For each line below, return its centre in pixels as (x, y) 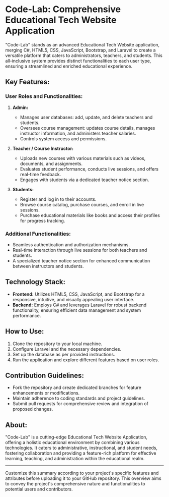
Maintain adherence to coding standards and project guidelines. (79, 398)
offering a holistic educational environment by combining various (72, 443)
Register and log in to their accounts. (58, 199)
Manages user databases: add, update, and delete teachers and (86, 117)
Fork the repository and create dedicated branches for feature (77, 388)
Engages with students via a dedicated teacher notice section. (84, 180)
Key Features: (27, 82)
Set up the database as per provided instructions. (64, 354)
